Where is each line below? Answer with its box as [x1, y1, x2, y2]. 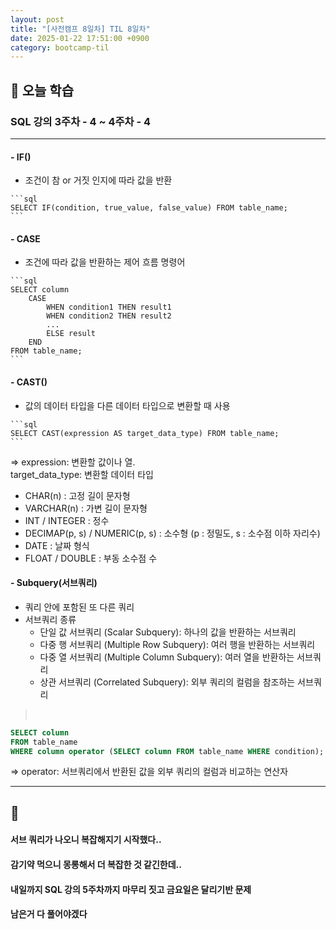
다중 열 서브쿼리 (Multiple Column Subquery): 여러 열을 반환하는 [39, 651, 295, 663]
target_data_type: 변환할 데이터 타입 [10, 468, 154, 480]
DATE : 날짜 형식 [24, 539, 90, 551]
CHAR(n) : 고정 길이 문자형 [24, 489, 131, 501]
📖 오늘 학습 [10, 82, 75, 99]
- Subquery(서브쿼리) [10, 577, 98, 589]
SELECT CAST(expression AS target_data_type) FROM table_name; [10, 428, 280, 438]
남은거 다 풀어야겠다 [10, 908, 88, 920]
